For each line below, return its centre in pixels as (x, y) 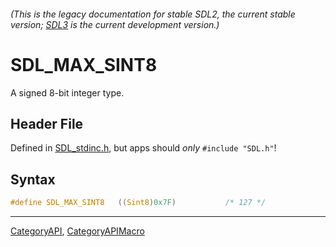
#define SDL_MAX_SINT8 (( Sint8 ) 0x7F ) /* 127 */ (138, 203)
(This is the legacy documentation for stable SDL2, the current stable (153, 14)
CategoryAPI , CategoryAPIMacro (77, 231)
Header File (47, 123)
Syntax (33, 179)
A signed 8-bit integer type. (67, 92)
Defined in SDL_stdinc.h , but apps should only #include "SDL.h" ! (143, 148)
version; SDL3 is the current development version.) (115, 24)
